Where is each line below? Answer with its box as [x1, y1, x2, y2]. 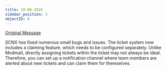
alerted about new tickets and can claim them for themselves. [5, 60, 131, 67]
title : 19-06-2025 [5, 7, 43, 12]
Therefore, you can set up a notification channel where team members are [5, 55, 157, 61]
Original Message [5, 30, 41, 36]
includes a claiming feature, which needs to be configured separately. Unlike [5, 45, 162, 51]
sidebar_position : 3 [5, 12, 48, 17]
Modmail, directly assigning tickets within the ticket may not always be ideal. [5, 50, 161, 56]
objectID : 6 [5, 16, 30, 21]
